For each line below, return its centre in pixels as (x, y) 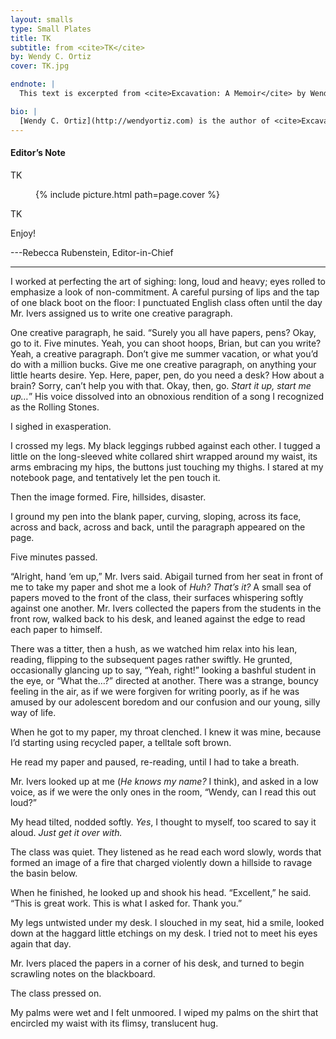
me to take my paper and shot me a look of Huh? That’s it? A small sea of (161, 587)
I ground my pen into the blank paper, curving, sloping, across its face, (156, 516)
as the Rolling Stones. (55, 407)
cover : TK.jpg (40, 66)
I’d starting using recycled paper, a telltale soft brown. (121, 742)
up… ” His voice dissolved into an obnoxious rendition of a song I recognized (167, 396)
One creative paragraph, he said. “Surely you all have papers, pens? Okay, (163, 332)
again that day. (41, 943)
